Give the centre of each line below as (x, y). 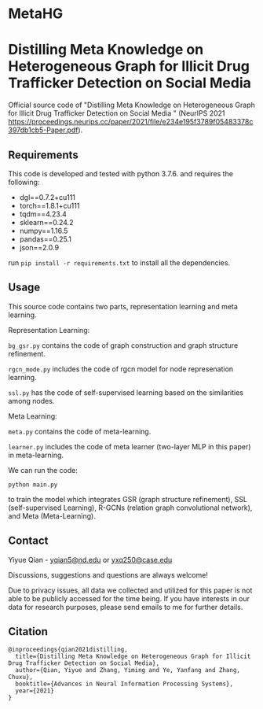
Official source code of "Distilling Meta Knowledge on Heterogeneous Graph (131, 105)
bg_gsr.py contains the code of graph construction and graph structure (123, 345)
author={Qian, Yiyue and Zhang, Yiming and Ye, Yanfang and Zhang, (128, 670)
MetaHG (36, 14)
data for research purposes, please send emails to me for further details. (126, 607)
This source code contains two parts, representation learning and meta (123, 306)
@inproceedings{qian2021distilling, (68, 650)
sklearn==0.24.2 (46, 222)
